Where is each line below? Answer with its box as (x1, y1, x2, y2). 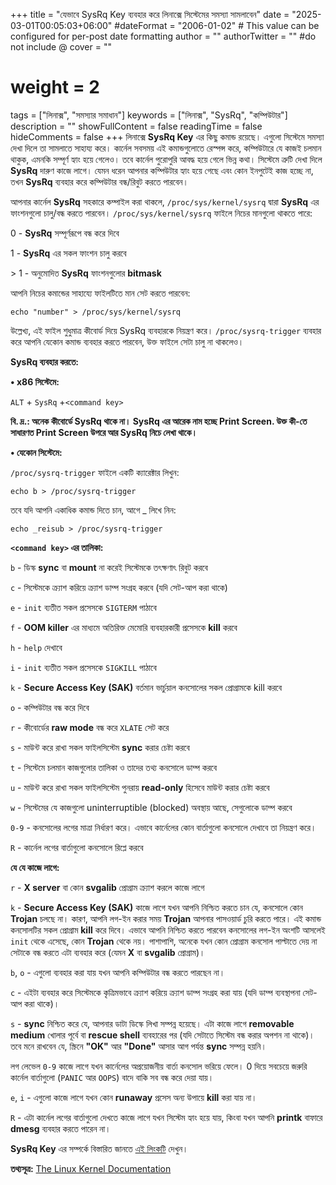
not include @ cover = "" (10, 41, 112, 53)
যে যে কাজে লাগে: (10, 861, 60, 873)
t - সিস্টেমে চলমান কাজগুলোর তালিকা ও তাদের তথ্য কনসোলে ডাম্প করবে (10, 761, 218, 773)
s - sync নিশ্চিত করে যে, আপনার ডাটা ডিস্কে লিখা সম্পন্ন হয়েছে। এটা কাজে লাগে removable (10, 1017, 295, 1029)
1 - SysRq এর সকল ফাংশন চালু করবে (10, 247, 127, 259)
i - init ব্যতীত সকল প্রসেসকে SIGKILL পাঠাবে (10, 661, 157, 673)
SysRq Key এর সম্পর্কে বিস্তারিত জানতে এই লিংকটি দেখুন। (10, 1142, 189, 1154)
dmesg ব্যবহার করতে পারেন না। (10, 1122, 112, 1134)
